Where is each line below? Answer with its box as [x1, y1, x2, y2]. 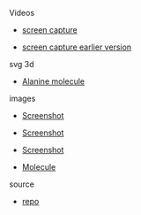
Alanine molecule [21, 76, 85, 87]
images [9, 93, 36, 104]
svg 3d [9, 59, 34, 69]
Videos [9, 8, 35, 18]
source [9, 179, 35, 189]
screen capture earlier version [21, 42, 132, 52]
